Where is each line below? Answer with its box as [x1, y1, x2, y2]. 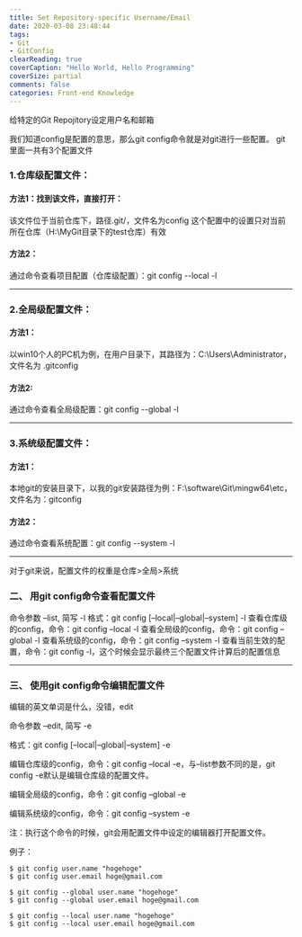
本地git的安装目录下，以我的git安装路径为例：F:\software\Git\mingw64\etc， [9, 483, 292, 494]
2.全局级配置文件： [9, 303, 93, 316]
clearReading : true [9, 55, 83, 64]
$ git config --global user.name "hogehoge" [9, 888, 179, 897]
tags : [9, 30, 30, 39]
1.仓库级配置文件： [9, 169, 91, 182]
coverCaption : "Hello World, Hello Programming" [9, 64, 195, 73]
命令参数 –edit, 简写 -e [9, 720, 93, 731]
